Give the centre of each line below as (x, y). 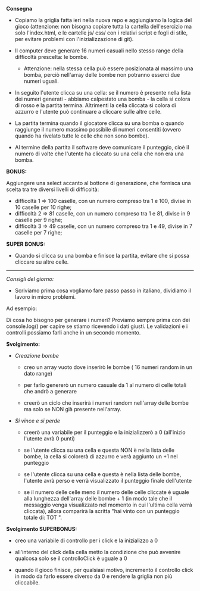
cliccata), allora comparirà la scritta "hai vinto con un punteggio (101, 511)
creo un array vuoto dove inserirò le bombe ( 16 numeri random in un (108, 367)
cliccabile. (27, 582)
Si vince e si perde (37, 421)
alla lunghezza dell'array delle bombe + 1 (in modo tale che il (98, 498)
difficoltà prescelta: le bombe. (51, 57)
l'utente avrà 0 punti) (49, 439)
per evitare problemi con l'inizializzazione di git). (74, 39)
